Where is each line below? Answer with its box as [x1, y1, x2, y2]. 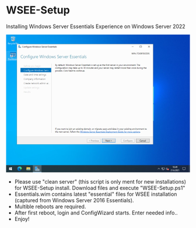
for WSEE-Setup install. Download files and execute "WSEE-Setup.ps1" [14, 185, 185, 192]
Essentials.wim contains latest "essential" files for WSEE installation [14, 191, 177, 198]
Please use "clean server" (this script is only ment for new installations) [14, 178, 187, 185]
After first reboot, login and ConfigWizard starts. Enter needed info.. [14, 209, 178, 216]
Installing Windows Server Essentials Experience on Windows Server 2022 [6, 23, 185, 30]
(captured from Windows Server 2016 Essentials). [14, 197, 134, 204]
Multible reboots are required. [14, 203, 86, 210]
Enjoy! [14, 216, 30, 223]
